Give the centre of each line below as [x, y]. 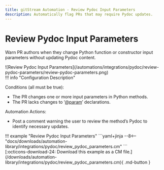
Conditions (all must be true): [34, 87]
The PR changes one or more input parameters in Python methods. [80, 97]
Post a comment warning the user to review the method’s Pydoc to [80, 121]
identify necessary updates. [40, 127]
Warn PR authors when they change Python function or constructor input [79, 52]
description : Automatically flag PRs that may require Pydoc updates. [79, 14]
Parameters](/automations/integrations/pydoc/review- [104, 67]
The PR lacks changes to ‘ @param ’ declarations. [61, 102]
